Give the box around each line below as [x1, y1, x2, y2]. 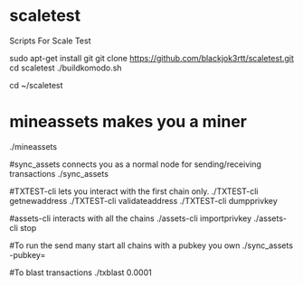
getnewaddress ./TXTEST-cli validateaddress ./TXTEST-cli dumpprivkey [9, 195, 278, 206]
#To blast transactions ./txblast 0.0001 [9, 267, 152, 278]
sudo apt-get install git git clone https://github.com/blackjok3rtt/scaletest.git [9, 52, 294, 63]
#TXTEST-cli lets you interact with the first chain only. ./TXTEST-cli [9, 186, 260, 197]
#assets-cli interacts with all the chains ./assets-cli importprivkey [9, 213, 252, 224]
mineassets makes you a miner [9, 112, 247, 132]
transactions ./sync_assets [9, 168, 109, 179]
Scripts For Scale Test [9, 35, 91, 46]
